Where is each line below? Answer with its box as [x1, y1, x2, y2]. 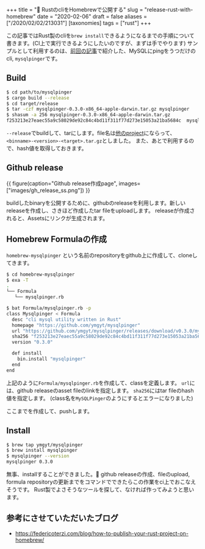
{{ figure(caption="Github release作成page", [6, 180, 118, 187]
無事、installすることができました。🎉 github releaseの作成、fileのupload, [6, 471, 190, 477]
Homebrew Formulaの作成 [6, 234, 107, 245]
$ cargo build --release [6, 95, 70, 101]
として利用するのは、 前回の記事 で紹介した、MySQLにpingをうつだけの [16, 47, 196, 54]
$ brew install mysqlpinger [6, 448, 78, 454]
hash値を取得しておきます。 [16, 145, 87, 152]
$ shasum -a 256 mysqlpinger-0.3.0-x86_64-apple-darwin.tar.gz [6, 112, 171, 118]
